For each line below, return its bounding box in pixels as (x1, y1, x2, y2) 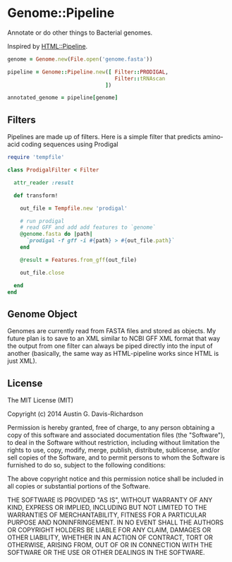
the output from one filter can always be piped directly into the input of (7, 342, 213, 350)
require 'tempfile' (7, 154, 65, 161)
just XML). (7, 357, 37, 365)
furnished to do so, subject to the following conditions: (7, 461, 166, 469)
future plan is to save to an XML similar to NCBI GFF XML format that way (7, 334, 221, 343)
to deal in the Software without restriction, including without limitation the (7, 438, 220, 446)
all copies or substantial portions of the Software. (7, 482, 150, 490)
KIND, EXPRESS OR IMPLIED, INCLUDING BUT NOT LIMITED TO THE (7, 503, 207, 511)
